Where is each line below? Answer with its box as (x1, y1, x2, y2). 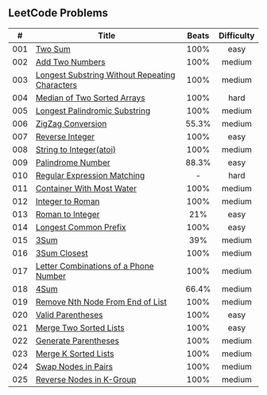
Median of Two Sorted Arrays (35, 92, 145, 103)
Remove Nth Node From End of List (35, 296, 167, 307)
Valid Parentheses (35, 309, 103, 320)
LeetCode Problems (8, 6, 109, 20)
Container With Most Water (35, 182, 137, 194)
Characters (35, 79, 78, 90)
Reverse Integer (35, 131, 95, 142)
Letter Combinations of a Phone (35, 260, 154, 272)
